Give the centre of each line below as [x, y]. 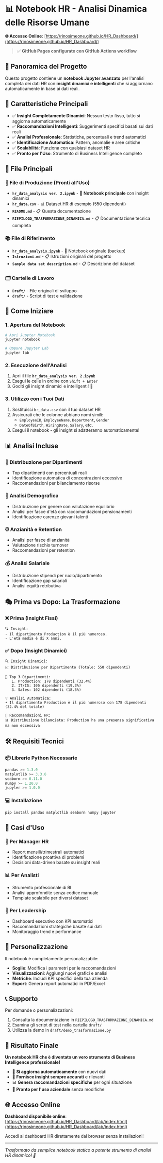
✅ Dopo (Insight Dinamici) [36, 651]
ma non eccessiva [23, 726]
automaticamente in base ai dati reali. [42, 88]
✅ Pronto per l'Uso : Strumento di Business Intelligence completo [77, 153]
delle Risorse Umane [47, 23]
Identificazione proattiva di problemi [48, 857]
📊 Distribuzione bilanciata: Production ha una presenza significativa [80, 720]
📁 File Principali [29, 168]
